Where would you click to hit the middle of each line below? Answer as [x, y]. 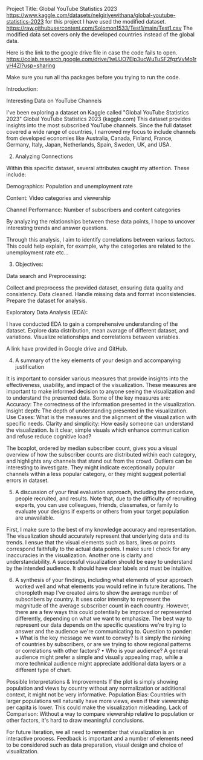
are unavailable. [35, 518]
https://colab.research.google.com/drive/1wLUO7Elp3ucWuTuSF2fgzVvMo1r [101, 59]
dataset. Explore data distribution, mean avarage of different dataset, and [98, 330]
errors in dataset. [28, 480]
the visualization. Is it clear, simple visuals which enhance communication [98, 430]
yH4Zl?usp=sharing [31, 65]
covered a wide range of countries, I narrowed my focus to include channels [101, 132]
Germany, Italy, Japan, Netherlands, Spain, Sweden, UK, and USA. [89, 144]
